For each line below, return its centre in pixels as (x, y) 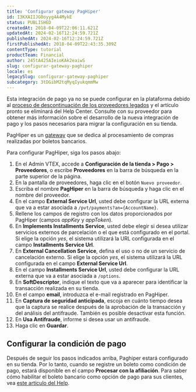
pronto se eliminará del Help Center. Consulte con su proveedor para (89, 111)
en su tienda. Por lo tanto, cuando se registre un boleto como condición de (96, 364)
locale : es (20, 71)
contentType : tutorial (34, 50)
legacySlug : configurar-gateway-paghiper (58, 77)
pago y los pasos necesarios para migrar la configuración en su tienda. (92, 124)
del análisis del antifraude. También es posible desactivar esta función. (100, 313)
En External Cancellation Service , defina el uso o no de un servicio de (100, 251)
